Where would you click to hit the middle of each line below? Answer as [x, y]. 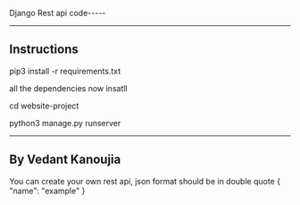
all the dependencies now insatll [68, 88]
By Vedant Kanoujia [65, 160]
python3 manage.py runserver [65, 123]
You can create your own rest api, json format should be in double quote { [145, 181]
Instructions [44, 50]
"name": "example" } [47, 191]
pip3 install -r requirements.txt [65, 71]
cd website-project [44, 106]
